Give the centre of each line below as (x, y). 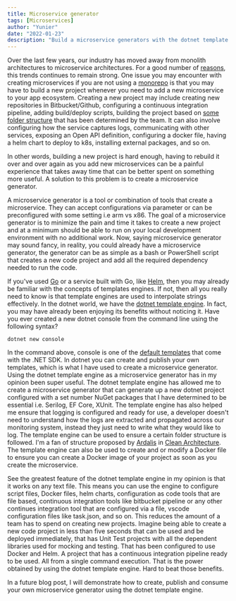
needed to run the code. (42, 268)
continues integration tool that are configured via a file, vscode (99, 508)
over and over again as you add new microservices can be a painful (106, 164)
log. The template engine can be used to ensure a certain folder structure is (117, 435)
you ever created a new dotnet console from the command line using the (113, 319)
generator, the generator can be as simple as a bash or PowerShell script (113, 253)
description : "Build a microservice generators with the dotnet (104, 40)
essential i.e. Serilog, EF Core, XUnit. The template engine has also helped (115, 405)
